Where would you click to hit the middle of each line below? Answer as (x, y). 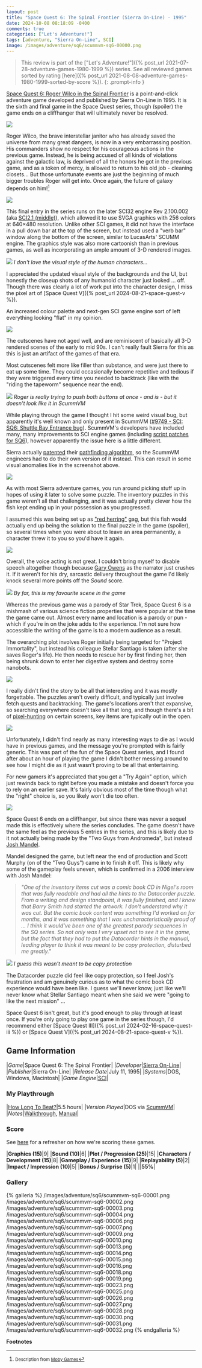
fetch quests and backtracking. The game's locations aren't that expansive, (99, 703)
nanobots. (19, 667)
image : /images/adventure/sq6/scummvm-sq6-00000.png (74, 46)
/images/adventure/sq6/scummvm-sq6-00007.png (69, 1227)
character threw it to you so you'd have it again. (65, 538)
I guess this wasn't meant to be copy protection (73, 964)
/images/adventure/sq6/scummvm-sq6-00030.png (70, 1317)
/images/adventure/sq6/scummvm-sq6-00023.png (70, 1285)
